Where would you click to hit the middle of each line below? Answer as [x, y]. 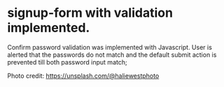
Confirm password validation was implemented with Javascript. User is [110, 47]
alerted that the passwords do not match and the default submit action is [112, 55]
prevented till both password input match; [67, 62]
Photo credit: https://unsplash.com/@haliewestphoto [83, 76]
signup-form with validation [90, 13]
